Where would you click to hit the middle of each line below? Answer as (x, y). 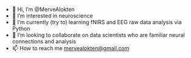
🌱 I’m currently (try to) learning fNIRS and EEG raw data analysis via (97, 22)
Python (21, 28)
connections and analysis (44, 41)
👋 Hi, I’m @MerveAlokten (43, 9)
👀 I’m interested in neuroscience (52, 16)
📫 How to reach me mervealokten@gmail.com (71, 48)
